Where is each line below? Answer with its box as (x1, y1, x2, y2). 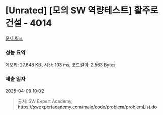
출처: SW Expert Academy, (17, 98, 73, 104)
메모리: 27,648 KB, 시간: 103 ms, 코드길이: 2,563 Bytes (5, 62, 116, 68)
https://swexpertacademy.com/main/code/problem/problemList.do (17, 104, 157, 110)
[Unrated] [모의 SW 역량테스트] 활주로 (5, 5, 158, 16)
